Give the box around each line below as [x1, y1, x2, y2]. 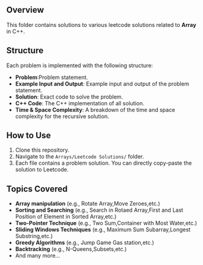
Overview [6, 5, 45, 15]
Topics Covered [6, 184, 68, 194]
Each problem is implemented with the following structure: [6, 61, 153, 69]
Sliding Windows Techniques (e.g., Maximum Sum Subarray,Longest [15, 226, 191, 233]
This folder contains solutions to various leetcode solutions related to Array [6, 21, 197, 28]
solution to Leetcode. [15, 166, 69, 173]
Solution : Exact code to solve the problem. [15, 93, 124, 100]
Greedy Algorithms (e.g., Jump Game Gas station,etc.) [15, 239, 155, 247]
